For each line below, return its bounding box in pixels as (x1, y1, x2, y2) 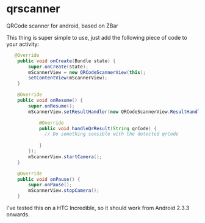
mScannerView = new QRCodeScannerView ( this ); (28, 69, 146, 75)
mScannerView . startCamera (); (28, 153, 103, 160)
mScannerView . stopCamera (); (28, 188, 99, 194)
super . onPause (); (28, 182, 72, 188)
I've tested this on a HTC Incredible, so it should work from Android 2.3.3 (6, 204, 190, 212)
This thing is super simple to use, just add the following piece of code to (6, 34, 187, 41)
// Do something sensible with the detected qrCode (45, 131, 179, 137)
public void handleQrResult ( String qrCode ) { (38, 125, 157, 131)
